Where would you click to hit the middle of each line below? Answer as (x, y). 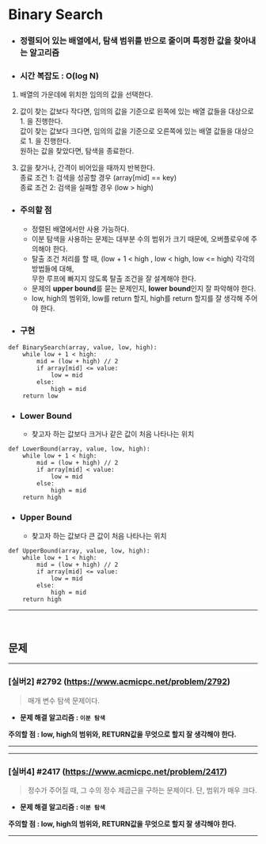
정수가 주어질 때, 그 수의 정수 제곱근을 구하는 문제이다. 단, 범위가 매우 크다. (142, 790)
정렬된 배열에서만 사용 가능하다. (80, 229)
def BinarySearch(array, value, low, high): (83, 348)
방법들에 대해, (53, 268)
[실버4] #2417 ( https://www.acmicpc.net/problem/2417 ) (118, 771)
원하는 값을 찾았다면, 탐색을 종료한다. (77, 151)
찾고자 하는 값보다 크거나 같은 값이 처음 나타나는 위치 (113, 434)
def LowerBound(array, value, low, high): (79, 449)
